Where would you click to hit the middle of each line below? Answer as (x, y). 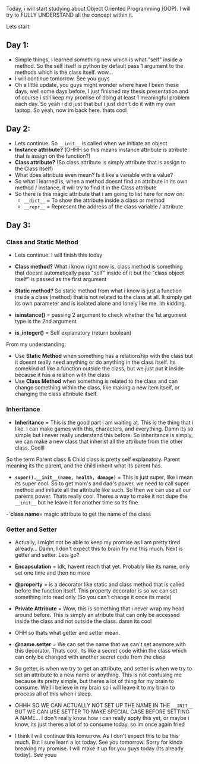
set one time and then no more (52, 573)
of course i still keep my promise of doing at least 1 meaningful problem (102, 97)
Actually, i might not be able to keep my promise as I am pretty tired (97, 542)
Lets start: (18, 26)
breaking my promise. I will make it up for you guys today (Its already (99, 748)
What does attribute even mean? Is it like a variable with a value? (94, 174)
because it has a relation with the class (62, 375)
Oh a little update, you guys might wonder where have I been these (97, 85)
